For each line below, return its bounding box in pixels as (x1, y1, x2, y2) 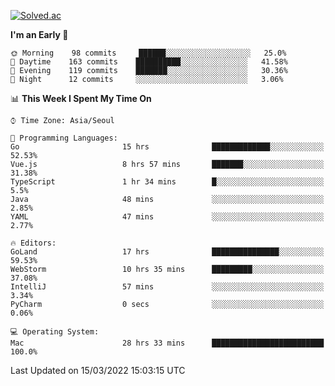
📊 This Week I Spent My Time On (10, 93, 152, 104)
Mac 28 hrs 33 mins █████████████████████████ (10, 338, 325, 348)
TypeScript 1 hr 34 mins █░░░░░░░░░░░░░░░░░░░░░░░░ (10, 177, 325, 187)
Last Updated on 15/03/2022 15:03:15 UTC (10, 365, 186, 376)
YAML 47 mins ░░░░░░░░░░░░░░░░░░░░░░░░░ (10, 212, 325, 222)
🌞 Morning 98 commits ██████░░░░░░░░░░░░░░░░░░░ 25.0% (10, 48, 287, 58)
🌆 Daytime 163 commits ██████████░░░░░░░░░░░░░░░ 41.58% (10, 57, 288, 67)
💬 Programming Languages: (10, 133, 118, 143)
